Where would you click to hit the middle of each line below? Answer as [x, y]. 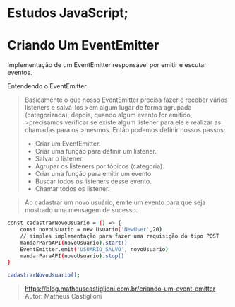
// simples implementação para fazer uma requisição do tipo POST [120, 236]
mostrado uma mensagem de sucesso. [81, 210]
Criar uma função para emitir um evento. [94, 174]
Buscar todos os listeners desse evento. [93, 181]
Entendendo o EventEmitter [47, 86]
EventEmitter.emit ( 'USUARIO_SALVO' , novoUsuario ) [95, 249]
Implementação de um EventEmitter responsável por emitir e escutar [107, 65]
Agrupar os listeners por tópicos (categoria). [100, 166]
